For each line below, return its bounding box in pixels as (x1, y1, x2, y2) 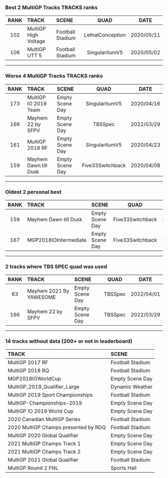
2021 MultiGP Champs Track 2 (7, 449, 81, 456)
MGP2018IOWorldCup (7, 375, 61, 382)
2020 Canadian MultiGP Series (7, 416, 81, 423)
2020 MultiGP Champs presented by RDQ (7, 424, 106, 431)
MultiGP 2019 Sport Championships (7, 392, 93, 399)
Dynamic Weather (110, 384, 153, 391)
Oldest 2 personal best (5, 188, 61, 195)
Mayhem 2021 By (27, 288, 69, 295)
